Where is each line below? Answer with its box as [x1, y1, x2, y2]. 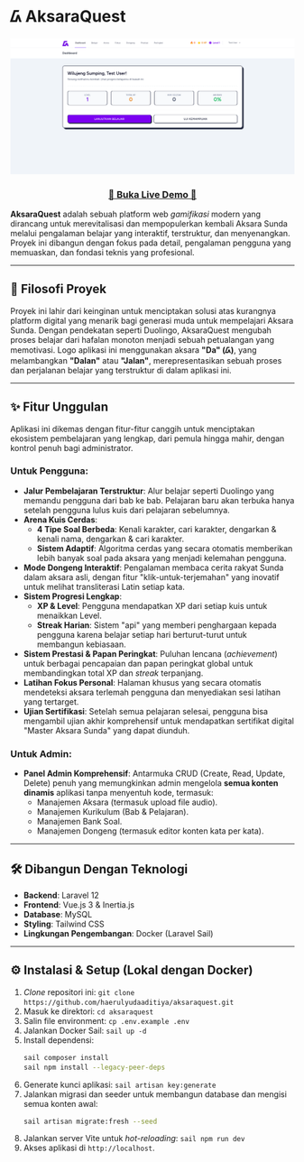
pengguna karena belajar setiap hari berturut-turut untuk [36, 629, 247, 640]
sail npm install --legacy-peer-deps [23, 1063, 166, 1072]
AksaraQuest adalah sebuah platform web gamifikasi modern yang [10, 208, 261, 219]
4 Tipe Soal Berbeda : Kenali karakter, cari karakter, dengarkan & [36, 523, 277, 534]
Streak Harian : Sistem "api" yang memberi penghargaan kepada [36, 619, 278, 631]
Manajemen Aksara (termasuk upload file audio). [36, 797, 218, 807]
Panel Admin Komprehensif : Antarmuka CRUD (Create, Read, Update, [23, 768, 286, 779]
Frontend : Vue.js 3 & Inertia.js [23, 899, 134, 910]
